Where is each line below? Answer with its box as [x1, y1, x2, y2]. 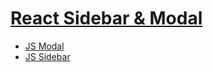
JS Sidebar [24, 50, 71, 62]
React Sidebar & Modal [10, 7, 203, 30]
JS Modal [24, 40, 65, 52]
